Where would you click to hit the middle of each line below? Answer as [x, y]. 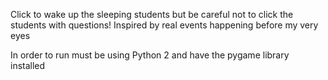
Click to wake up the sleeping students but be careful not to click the [152, 14]
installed [28, 65]
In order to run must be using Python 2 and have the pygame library [150, 55]
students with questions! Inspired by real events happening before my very [164, 25]
